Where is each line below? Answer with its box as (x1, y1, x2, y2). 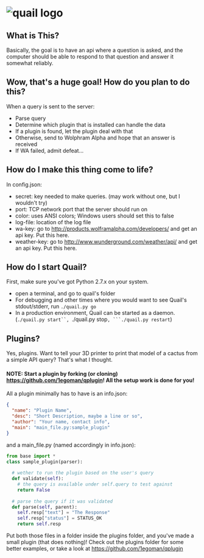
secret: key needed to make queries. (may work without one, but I (15, 192, 181, 200)
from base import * (6, 453, 56, 459)
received (15, 140, 38, 147)
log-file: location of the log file (15, 218, 91, 225)
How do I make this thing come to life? (6, 164, 153, 175)
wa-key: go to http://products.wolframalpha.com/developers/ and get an (15, 225, 197, 232)
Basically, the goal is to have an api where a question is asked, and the (6, 46, 183, 54)
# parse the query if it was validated (12, 498, 113, 504)
